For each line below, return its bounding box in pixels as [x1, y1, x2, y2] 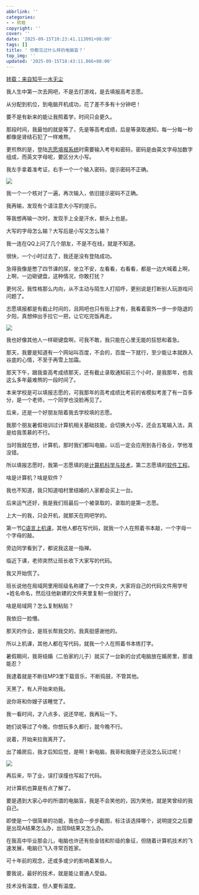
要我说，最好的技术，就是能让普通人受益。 [6, 870, 110, 877]
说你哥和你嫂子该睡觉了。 [6, 698, 69, 705]
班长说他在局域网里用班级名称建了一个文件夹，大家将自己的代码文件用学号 [6, 582, 188, 589]
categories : [6, 14, 36, 20]
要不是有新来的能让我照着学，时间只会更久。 [6, 113, 115, 120]
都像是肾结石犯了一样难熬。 [6, 133, 74, 140]
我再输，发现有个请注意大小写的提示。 [6, 202, 99, 209]
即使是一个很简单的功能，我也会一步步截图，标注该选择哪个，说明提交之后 [6, 817, 188, 824]
